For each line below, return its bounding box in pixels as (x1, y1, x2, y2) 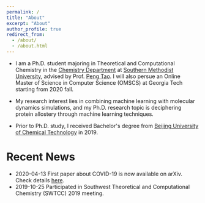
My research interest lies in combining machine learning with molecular (15, 97, 195, 104)
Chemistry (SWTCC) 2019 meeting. (15, 190, 104, 197)
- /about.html (12, 43, 48, 49)
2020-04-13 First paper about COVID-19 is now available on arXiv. (15, 170, 182, 177)
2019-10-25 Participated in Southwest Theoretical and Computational (15, 183, 190, 190)
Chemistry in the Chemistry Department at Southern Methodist (15, 66, 174, 73)
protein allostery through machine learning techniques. (15, 110, 154, 118)
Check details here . (15, 176, 65, 183)
